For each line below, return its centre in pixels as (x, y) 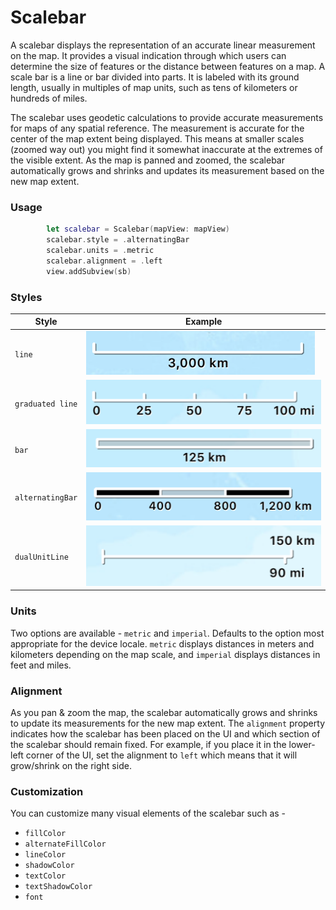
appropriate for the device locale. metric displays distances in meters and (162, 643)
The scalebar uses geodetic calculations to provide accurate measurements (167, 117)
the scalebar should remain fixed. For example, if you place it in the (148, 744)
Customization (47, 791)
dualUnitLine (41, 557)
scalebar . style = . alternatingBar (118, 240)
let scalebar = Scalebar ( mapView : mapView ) (138, 229)
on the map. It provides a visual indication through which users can (148, 55)
